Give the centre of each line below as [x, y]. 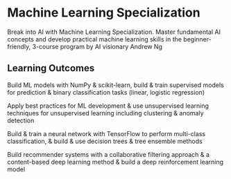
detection [21, 120]
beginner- [197, 39]
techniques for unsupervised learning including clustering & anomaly [105, 113]
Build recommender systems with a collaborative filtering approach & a [109, 154]
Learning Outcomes [51, 68]
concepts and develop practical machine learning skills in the [95, 39]
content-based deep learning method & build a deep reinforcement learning [115, 162]
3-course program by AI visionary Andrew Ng [97, 46]
